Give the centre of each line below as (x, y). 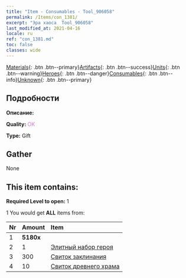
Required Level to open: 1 (37, 202)
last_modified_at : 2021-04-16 (43, 28)
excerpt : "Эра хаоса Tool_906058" (50, 23)
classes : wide (24, 50)
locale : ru (19, 34)
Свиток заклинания (79, 257)
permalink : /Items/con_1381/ (42, 17)
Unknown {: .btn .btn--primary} (55, 79)
